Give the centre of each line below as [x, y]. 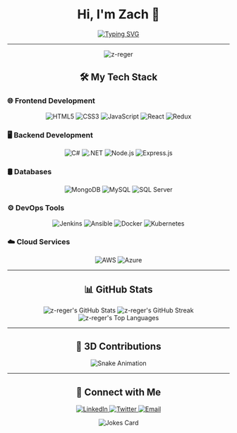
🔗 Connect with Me [119, 392]
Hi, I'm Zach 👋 [119, 14]
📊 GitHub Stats [119, 289]
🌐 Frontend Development [51, 101]
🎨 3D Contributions [119, 347]
